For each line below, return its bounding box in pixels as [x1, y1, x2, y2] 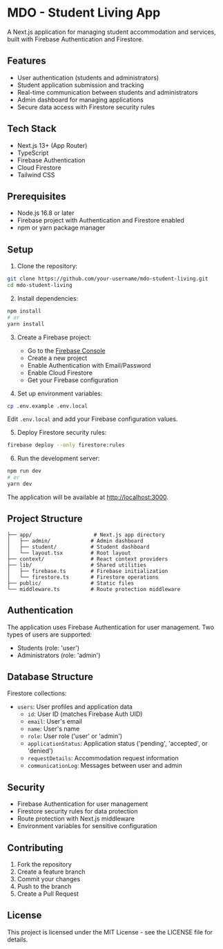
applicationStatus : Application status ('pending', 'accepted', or [27, 740, 209, 748]
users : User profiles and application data [17, 703, 133, 711]
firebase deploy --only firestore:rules [7, 442, 126, 449]
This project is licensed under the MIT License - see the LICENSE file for [7, 928, 213, 936]
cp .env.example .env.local [7, 402, 88, 409]
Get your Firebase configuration [27, 375, 119, 384]
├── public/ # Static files [7, 579, 135, 587]
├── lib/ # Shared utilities [7, 561, 147, 568]
